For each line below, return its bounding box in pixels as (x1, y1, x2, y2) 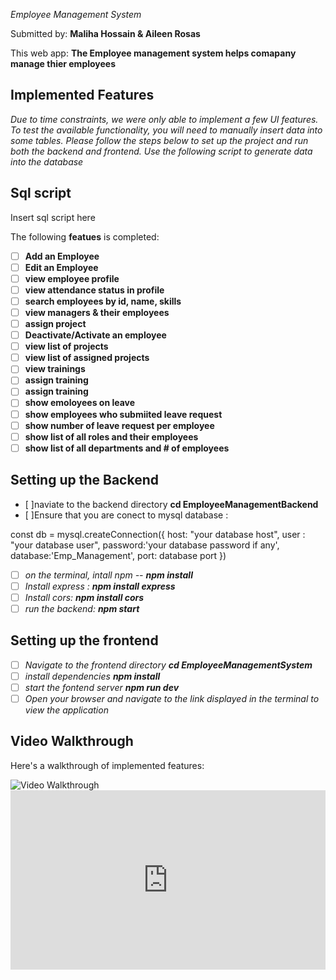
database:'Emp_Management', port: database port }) (10, 549, 227, 561)
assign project (24, 318, 87, 329)
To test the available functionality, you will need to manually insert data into (10, 124, 323, 136)
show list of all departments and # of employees (24, 442, 230, 454)
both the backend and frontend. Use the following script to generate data (10, 145, 313, 157)
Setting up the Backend (10, 472, 159, 489)
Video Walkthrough (10, 733, 134, 750)
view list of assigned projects (24, 352, 150, 364)
